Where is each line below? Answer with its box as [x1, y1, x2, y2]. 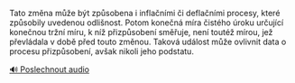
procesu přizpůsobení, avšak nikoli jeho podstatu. [9, 46, 194, 57]
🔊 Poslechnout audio [9, 64, 90, 75]
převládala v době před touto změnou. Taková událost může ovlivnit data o [9, 36, 287, 47]
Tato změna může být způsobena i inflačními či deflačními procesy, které [9, 8, 281, 18]
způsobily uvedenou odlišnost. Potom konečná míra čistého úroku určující [9, 17, 284, 28]
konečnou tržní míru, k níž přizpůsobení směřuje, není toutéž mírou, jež [9, 27, 273, 37]
